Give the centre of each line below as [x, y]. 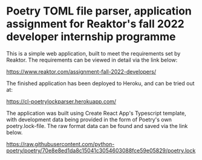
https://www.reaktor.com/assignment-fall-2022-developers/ [81, 71]
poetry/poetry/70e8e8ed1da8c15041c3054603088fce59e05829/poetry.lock [101, 150]
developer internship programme [91, 37]
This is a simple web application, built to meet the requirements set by [93, 53]
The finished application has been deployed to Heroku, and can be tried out [100, 83]
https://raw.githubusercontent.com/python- [60, 144]
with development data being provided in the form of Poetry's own [89, 120]
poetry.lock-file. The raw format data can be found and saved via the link [97, 126]
